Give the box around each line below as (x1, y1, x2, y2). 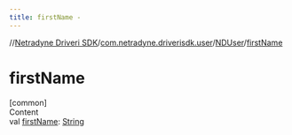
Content (9, 107, 39, 117)
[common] (9, 97, 47, 108)
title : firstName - (9, 12, 82, 22)
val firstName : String (9, 116, 84, 126)
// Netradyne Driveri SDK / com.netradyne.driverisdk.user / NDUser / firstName (9, 37, 283, 48)
